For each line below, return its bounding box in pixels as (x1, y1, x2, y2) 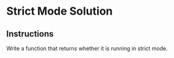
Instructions (6, 29, 54, 39)
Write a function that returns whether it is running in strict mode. (6, 45, 168, 52)
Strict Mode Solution (6, 4, 113, 18)
